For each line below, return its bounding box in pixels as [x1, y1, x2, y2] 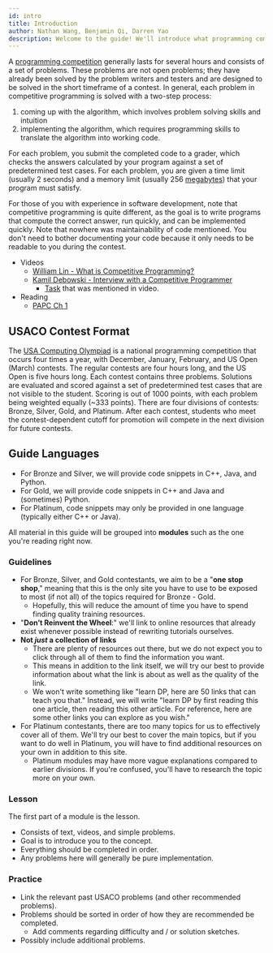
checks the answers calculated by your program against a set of [8, 157, 223, 167]
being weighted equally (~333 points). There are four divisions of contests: [8, 398, 260, 408]
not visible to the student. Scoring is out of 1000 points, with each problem [8, 389, 258, 399]
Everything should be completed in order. [19, 845, 159, 855]
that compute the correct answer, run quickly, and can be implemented [8, 216, 246, 226]
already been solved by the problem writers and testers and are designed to [8, 74, 262, 84]
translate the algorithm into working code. [19, 133, 161, 143]
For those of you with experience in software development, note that [8, 199, 238, 209]
